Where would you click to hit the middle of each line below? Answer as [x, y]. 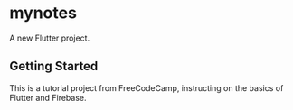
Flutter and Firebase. [48, 97]
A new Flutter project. [50, 38]
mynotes [43, 13]
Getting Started [54, 66]
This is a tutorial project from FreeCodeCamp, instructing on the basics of [146, 87]
